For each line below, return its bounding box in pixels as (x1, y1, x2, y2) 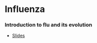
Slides (12, 32, 25, 38)
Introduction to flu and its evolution (5, 21, 92, 28)
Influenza (5, 3, 45, 15)
